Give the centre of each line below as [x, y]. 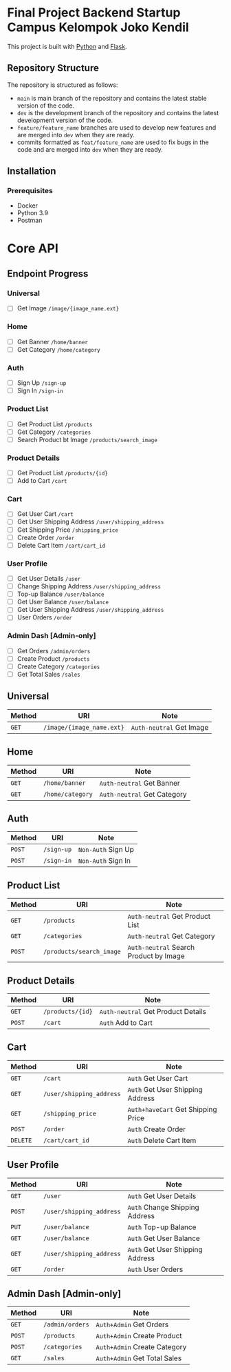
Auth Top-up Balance [162, 1227]
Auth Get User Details [162, 1196]
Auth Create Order [157, 1129]
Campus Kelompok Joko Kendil [98, 27]
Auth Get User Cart [158, 1078]
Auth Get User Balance [164, 1238]
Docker [27, 206]
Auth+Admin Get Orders [132, 1324]
